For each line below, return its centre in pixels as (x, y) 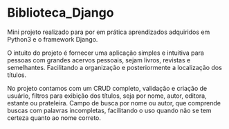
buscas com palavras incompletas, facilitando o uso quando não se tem (110, 110)
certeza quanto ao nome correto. (54, 118)
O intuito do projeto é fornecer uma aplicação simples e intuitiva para (106, 53)
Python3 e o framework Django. (53, 39)
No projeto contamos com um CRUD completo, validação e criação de (107, 88)
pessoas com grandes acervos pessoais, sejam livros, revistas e (99, 60)
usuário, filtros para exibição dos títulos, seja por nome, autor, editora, (107, 96)
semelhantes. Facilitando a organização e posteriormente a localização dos (115, 67)
